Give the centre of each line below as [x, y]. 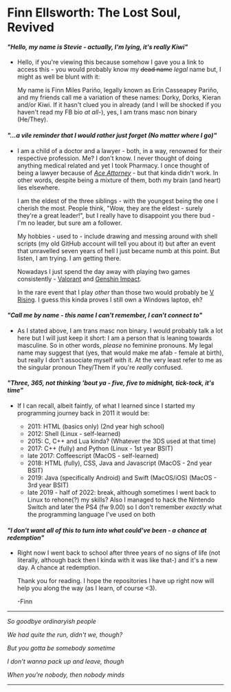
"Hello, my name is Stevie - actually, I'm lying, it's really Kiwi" [98, 47]
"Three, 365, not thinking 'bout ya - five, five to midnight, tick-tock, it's [111, 383]
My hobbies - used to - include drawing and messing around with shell [117, 236]
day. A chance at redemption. [59, 568]
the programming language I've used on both [91, 514]
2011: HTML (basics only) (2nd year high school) [96, 426]
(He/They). [32, 119]
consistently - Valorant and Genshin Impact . [79, 279]
